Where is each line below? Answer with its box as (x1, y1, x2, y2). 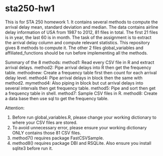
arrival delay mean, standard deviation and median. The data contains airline (5, 24, 159, 30)
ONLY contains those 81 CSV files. (12, 130, 81, 136)
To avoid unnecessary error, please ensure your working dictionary (12, 124, 147, 130)
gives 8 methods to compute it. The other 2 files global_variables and (5, 45, 144, 51)
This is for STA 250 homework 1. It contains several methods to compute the (5, 19, 158, 25)
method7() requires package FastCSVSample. (12, 135, 104, 141)
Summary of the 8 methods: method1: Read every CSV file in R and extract (5, 59, 155, 65)
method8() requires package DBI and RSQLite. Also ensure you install (12, 140, 152, 146)
